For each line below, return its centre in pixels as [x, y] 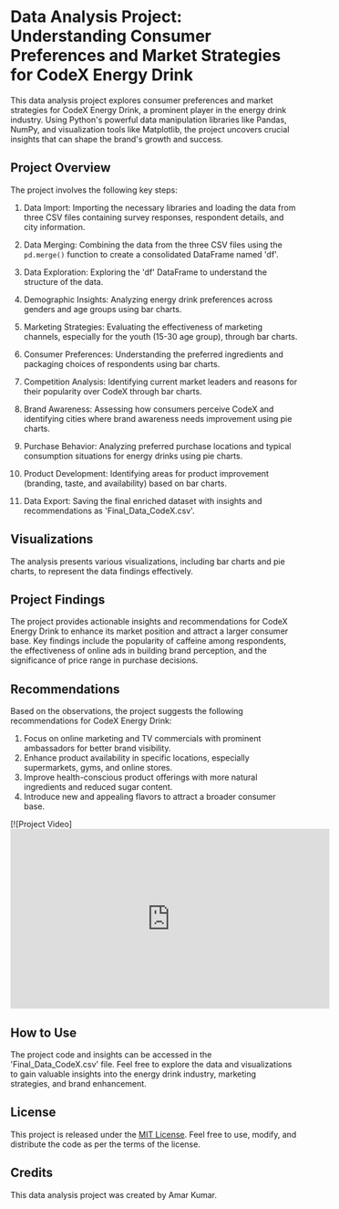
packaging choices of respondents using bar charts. [122, 363]
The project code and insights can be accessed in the [111, 1055]
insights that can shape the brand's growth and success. [117, 139]
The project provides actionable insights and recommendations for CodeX [149, 622]
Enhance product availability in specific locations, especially [136, 758]
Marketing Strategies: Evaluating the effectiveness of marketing [143, 327]
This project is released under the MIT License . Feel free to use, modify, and [154, 1134]
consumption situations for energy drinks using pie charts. [133, 456]
